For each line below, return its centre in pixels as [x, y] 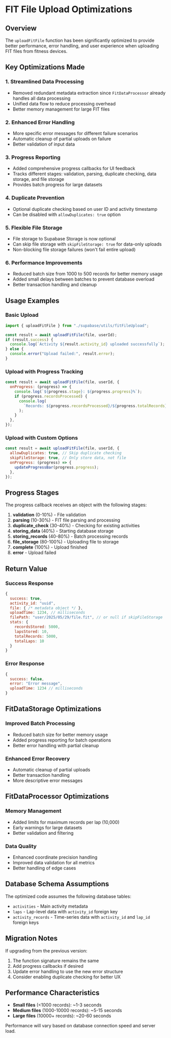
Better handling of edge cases [44, 868]
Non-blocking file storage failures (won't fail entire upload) [74, 249]
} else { [15, 349]
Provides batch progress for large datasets [58, 185]
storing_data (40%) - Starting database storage [63, 531]
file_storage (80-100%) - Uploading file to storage [66, 542]
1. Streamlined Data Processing [45, 81]
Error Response [25, 664]
